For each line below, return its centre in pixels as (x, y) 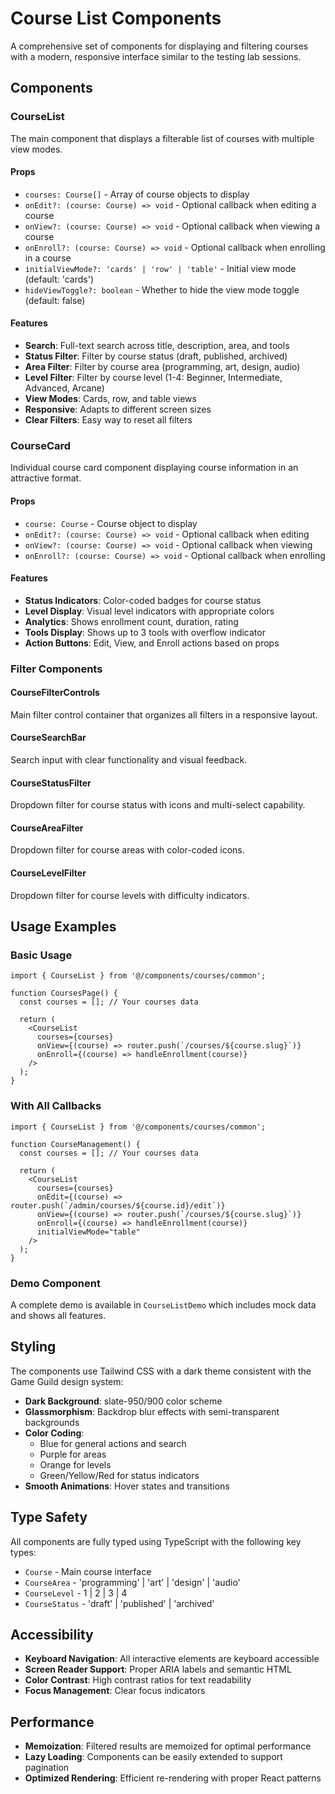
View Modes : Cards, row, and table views (110, 399)
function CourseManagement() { (75, 1144)
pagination (47, 1768)
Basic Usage (41, 955)
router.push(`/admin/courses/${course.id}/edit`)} (118, 1205)
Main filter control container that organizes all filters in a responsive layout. (164, 714)
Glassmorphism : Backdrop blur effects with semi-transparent (152, 1411)
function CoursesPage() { (64, 993)
